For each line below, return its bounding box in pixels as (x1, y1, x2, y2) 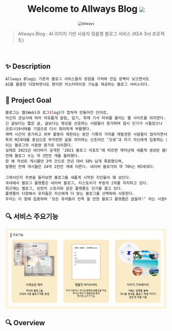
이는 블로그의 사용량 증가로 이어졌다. (5, 142, 73, 148)
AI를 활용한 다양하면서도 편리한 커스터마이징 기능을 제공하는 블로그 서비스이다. (5, 81, 150, 87)
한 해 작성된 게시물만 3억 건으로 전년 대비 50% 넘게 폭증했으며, (5, 159, 124, 164)
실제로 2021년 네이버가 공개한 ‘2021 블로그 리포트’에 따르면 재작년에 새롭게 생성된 (5, 148, 160, 153)
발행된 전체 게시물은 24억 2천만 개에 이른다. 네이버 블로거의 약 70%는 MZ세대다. (5, 164, 155, 170)
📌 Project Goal (5, 96, 52, 105)
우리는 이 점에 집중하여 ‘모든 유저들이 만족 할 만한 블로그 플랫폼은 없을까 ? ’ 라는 (5, 197, 156, 202)
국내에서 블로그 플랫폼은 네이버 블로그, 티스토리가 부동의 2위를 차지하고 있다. (5, 180, 148, 185)
